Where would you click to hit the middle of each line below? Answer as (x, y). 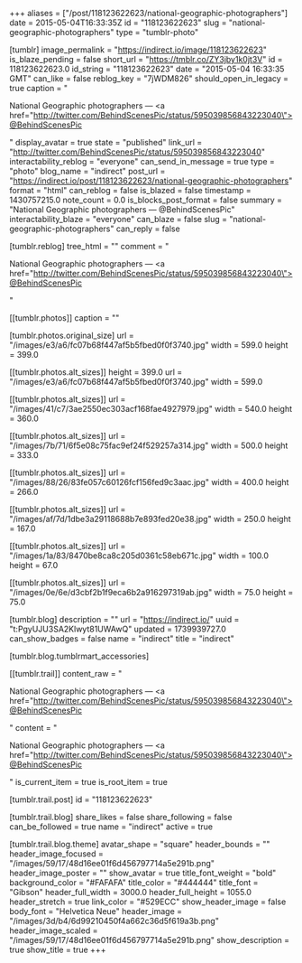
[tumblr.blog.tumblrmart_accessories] (79, 656)
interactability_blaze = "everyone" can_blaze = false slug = (119, 219)
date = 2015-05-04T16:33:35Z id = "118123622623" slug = (118, 23)
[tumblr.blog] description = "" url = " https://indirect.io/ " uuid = (124, 619)
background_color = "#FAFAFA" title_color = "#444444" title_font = (134, 883)
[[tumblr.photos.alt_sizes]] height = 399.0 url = (96, 372)
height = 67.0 (34, 565)
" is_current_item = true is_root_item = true (89, 782)
